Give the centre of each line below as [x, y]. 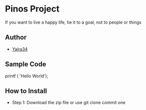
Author [16, 37]
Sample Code [26, 64]
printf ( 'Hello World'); [27, 76]
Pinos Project [32, 9]
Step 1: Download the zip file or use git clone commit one [69, 103]
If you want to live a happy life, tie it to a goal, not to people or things [73, 22]
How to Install [26, 91]
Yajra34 [20, 49]
